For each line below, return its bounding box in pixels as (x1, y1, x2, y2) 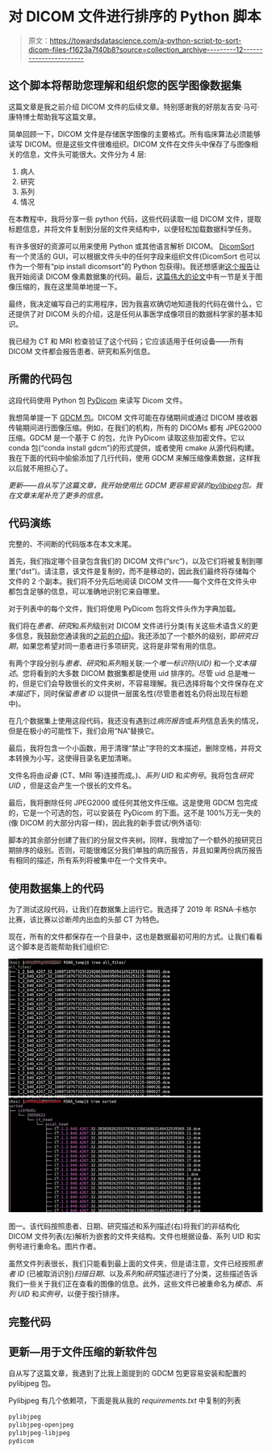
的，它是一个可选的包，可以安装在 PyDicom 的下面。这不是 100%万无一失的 (8, 808, 261, 817)
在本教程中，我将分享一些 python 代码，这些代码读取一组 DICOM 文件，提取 (8, 213, 262, 223)
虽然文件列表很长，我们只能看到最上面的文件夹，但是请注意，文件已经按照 (8, 1259, 256, 1269)
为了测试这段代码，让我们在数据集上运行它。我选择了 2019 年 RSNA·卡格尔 (8, 905, 257, 914)
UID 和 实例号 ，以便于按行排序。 (17, 1289, 124, 1299)
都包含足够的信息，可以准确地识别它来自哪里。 (8, 587, 164, 597)
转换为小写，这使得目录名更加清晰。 (15, 754, 136, 763)
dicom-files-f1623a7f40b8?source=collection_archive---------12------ (27, 44, 263, 54)
